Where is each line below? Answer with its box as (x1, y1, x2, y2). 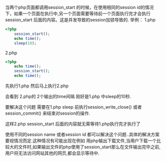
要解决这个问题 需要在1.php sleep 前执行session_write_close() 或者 (5, 104, 142, 110)
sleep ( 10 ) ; (14, 40, 37, 46)
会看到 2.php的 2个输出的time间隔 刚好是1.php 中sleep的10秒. (5, 94, 132, 99)
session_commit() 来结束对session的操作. (5, 110, 91, 116)
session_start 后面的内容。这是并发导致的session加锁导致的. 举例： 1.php (5, 17, 156, 22)
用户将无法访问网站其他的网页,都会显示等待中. (5, 150, 100, 156)
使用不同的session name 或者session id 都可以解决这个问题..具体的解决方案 (5, 132, 160, 137)
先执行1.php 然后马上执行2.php (5, 83, 69, 89)
